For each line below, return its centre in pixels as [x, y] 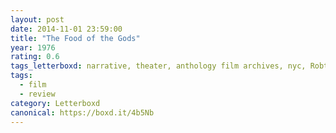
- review [37, 94]
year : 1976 [33, 47]
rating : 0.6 [35, 57]
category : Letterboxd [55, 103]
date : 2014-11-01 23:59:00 [66, 29]
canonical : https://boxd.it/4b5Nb [82, 112]
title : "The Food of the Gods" [75, 38]
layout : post [37, 19]
